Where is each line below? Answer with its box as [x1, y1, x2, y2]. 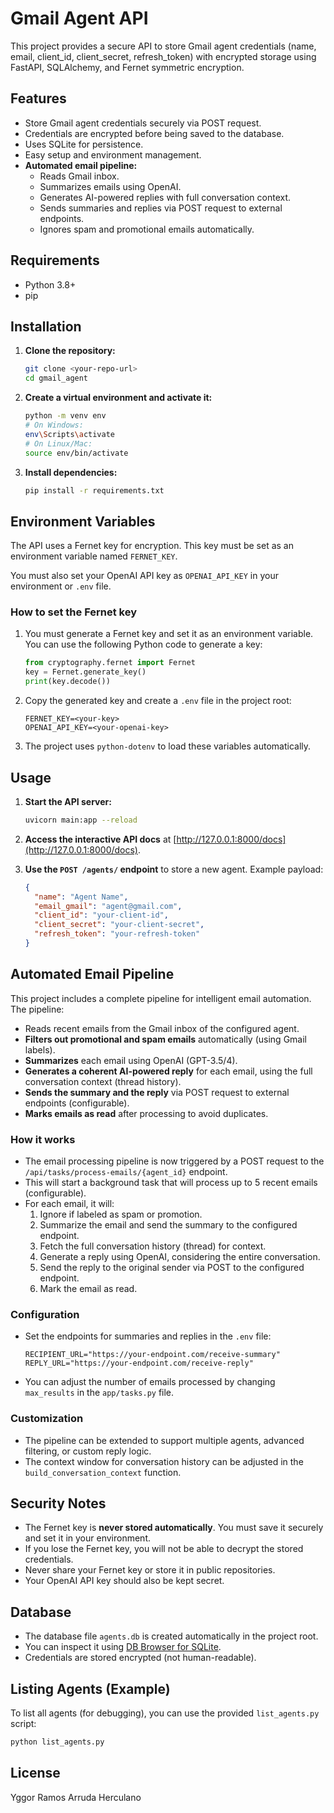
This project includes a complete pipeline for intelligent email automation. [10, 992, 312, 1004]
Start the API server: [24, 795, 112, 807]
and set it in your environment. [24, 1532, 151, 1544]
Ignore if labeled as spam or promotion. [39, 1208, 203, 1221]
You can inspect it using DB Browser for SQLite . [24, 1641, 222, 1653]
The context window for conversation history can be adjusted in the [24, 1455, 304, 1467]
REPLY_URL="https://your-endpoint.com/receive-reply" [24, 1358, 254, 1369]
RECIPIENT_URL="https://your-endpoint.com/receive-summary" [24, 1350, 281, 1360]
